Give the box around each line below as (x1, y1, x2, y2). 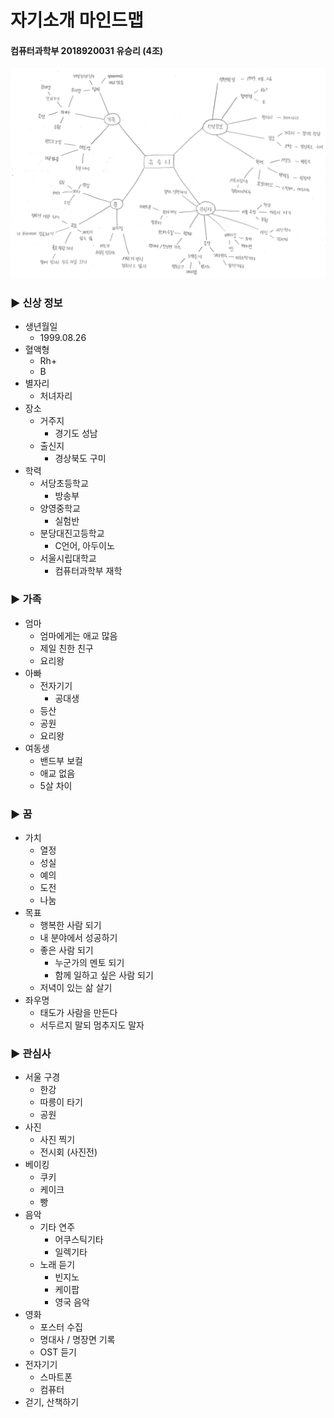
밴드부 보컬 (39, 754, 83, 766)
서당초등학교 (39, 477, 89, 490)
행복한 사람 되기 (39, 919, 102, 931)
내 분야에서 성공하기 (39, 931, 118, 943)
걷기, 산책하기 (24, 1396, 80, 1408)
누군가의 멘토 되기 (54, 956, 125, 968)
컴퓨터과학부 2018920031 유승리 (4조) (10, 44, 164, 56)
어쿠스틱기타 (54, 1234, 104, 1246)
